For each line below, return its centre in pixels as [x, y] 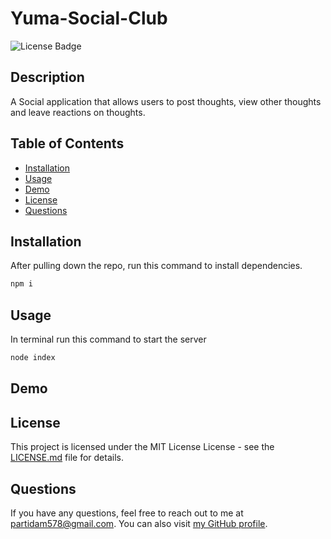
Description [47, 77]
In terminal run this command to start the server [108, 339]
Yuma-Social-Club [89, 18]
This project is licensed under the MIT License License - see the [142, 447]
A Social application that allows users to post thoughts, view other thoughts [166, 101]
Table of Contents [67, 143]
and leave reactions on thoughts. [78, 112]
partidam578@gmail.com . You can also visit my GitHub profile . [139, 523]
